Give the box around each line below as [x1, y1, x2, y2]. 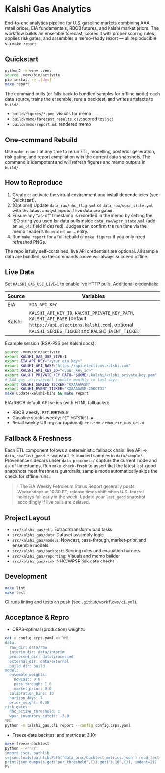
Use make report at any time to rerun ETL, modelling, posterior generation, [5, 149, 156, 155]
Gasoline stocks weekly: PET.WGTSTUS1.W [12, 415, 94, 421]
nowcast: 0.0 [14, 677, 41, 682]
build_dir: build [9, 663, 45, 668]
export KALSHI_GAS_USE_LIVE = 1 [5, 354, 67, 359]
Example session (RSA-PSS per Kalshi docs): [5, 340, 96, 346]
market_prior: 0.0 [14, 686, 52, 691]
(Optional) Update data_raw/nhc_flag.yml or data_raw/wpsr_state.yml [12, 202, 153, 208]
